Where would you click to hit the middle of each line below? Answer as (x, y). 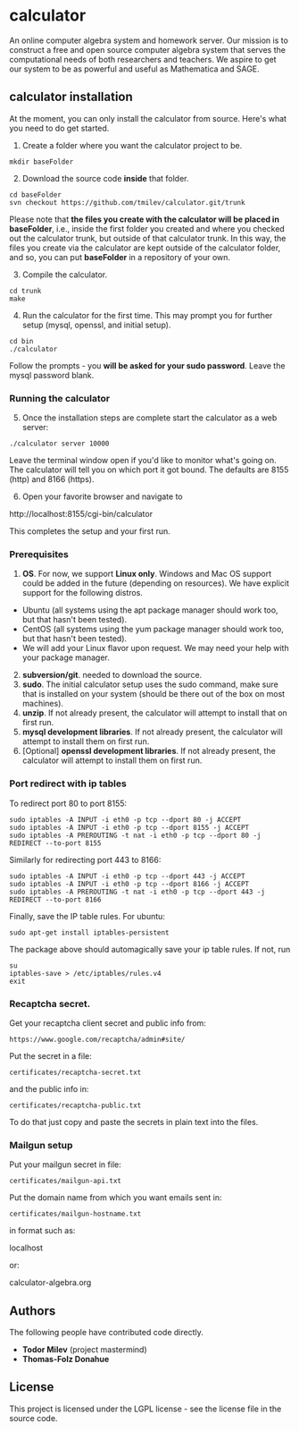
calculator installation (71, 97)
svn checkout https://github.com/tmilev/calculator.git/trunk (127, 202)
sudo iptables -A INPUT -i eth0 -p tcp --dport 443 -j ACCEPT (127, 876)
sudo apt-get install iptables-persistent (89, 932)
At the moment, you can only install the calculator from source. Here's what (148, 118)
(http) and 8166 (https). (52, 479)
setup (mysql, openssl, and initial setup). (96, 325)
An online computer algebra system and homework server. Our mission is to (149, 40)
